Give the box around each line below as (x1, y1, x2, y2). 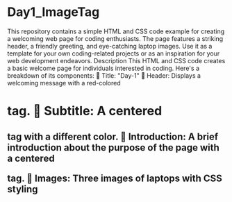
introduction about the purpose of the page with (7, 142, 220, 153)
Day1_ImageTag (7, 4, 100, 20)
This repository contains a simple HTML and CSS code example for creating (7, 27, 225, 35)
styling (7, 183, 38, 195)
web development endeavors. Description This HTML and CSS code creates (7, 56, 226, 65)
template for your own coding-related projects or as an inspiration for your (7, 49, 220, 58)
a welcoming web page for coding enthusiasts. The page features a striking (7, 34, 224, 42)
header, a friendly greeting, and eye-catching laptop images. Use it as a (7, 42, 213, 50)
